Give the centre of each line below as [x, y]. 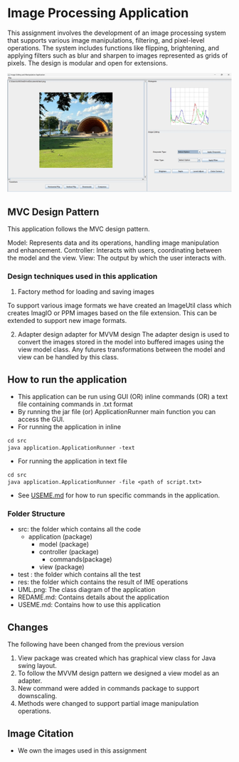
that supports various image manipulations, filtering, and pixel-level [106, 40]
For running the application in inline [69, 427]
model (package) [64, 544]
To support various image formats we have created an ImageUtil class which [119, 306]
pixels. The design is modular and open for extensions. [88, 63]
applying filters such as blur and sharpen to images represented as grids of [118, 55]
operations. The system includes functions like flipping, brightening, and [113, 48]
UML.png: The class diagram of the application [86, 590]
